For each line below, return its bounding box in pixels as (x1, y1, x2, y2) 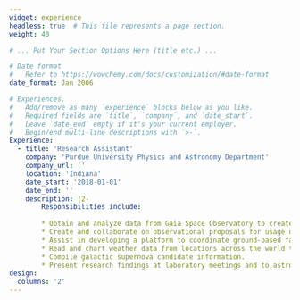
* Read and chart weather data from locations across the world (41, 244, 286, 253)
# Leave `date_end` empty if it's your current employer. (9, 120, 238, 129)
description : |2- (25, 194, 90, 204)
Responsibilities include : (41, 203, 142, 212)
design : (9, 269, 38, 278)
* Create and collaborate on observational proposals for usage (41, 228, 286, 237)
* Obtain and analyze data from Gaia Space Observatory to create (41, 220, 294, 229)
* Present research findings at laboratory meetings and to (41, 261, 270, 270)
